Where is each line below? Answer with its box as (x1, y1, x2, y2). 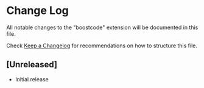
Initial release (15, 75, 49, 83)
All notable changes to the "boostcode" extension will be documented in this (6, 24, 199, 31)
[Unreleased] (6, 59, 58, 70)
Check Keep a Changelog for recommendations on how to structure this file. (6, 42, 198, 49)
